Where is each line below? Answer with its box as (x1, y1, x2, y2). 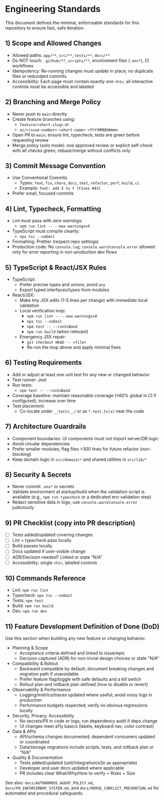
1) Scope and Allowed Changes (5, 39, 102, 48)
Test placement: (12, 403, 45, 409)
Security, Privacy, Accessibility (12, 713, 74, 719)
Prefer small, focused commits (12, 190, 74, 196)
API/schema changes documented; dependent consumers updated (19, 734, 155, 740)
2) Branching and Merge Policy (5, 98, 101, 106)
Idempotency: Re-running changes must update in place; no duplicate (12, 68, 153, 74)
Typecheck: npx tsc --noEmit (12, 593, 72, 598)
